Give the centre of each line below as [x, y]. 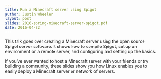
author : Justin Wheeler [29, 14]
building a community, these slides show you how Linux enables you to [76, 66]
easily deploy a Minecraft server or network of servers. [60, 71]
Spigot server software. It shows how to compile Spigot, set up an [71, 47]
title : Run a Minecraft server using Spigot [51, 9]
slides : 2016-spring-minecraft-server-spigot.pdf [56, 23]
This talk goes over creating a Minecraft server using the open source [75, 41]
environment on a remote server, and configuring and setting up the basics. [81, 52]
